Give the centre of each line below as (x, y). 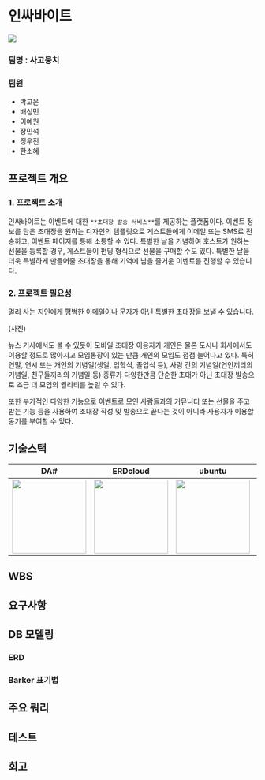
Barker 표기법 (34, 680)
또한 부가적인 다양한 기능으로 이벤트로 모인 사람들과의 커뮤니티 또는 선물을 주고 (129, 401)
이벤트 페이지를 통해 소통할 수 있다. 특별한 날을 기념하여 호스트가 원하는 (140, 241)
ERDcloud (131, 471)
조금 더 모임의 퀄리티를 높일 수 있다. (71, 385)
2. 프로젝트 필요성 (40, 293)
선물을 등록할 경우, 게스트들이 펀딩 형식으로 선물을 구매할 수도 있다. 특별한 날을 (129, 251)
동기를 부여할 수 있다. (41, 421)
